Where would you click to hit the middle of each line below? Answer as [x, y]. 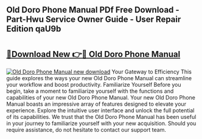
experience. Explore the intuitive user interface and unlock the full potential [100, 110]
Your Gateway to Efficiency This [151, 72]
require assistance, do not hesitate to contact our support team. [86, 130]
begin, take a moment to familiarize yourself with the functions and [90, 91]
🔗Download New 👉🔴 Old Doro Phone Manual [93, 54]
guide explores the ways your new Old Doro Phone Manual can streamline [99, 78]
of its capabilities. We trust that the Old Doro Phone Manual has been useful [101, 117]
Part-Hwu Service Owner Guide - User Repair [94, 20]
